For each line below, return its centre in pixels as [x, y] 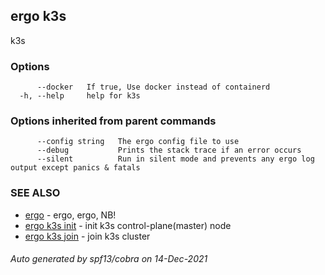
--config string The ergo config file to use [138, 142]
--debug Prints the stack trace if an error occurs [169, 150]
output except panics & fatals [75, 168]
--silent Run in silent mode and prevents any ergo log [175, 159]
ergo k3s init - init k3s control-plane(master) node [128, 225]
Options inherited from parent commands [113, 121]
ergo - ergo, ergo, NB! [70, 215]
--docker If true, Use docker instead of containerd [153, 87]
